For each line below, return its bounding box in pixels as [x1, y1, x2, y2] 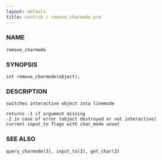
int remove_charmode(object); [6, 74, 81, 80]
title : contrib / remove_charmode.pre [6, 14, 101, 20]
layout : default [6, 8, 46, 15]
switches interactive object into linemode [6, 101, 115, 106]
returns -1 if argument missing [6, 111, 85, 117]
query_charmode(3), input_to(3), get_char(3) [6, 148, 120, 154]
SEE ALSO [6, 135, 36, 143]
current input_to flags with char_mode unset [6, 121, 120, 127]
